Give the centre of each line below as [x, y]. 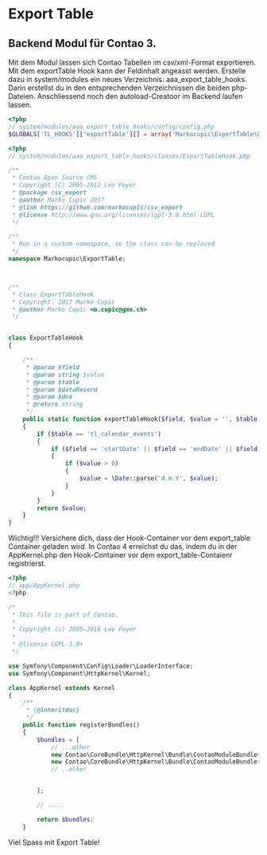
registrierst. [27, 563]
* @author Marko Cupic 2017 [58, 200]
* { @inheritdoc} [53, 710]
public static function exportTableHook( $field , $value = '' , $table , [142, 419]
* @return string [54, 404]
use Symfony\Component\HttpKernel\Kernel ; [79, 673]
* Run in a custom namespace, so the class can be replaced [113, 244]
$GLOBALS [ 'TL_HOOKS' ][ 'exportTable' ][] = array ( [90, 134]
